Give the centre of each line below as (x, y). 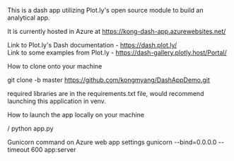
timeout (18, 150)
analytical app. (29, 18)
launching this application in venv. (57, 101)
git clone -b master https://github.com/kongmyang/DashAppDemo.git (109, 80)
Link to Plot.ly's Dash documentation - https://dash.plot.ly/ (92, 45)
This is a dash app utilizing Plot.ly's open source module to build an (105, 10)
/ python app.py (31, 129)
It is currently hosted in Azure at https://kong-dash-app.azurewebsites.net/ (117, 31)
